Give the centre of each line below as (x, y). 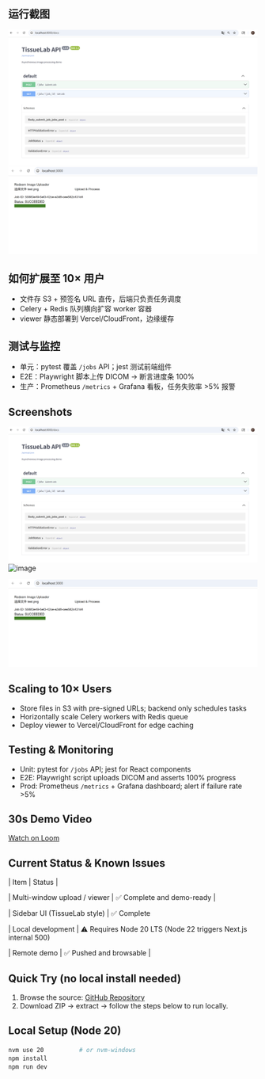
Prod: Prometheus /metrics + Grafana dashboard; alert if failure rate (131, 786)
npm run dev (28, 1067)
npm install (28, 1058)
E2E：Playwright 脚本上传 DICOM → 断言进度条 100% (107, 377)
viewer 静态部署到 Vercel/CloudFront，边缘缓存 (97, 318)
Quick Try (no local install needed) (95, 978)
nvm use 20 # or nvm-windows (72, 1050)
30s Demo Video (50, 819)
